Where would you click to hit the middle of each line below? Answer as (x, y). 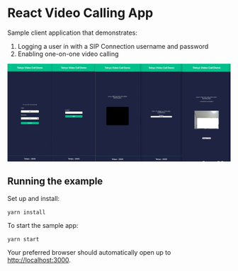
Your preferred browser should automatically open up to (89, 252)
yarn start (23, 239)
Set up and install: (34, 198)
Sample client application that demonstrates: (73, 33)
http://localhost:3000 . (39, 260)
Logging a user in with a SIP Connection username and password (113, 46)
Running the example (55, 181)
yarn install (27, 212)
